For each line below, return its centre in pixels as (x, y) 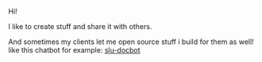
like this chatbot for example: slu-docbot (74, 50)
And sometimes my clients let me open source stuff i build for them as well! (131, 42)
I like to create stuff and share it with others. (80, 26)
